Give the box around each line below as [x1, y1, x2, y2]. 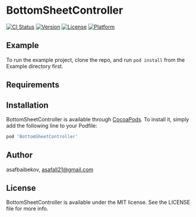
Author [6, 150, 33, 161]
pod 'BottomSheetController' [6, 133, 78, 140]
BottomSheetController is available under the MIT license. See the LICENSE [6, 199, 191, 206]
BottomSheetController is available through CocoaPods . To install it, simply [6, 115, 189, 122]
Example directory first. [6, 62, 64, 70]
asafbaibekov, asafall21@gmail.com [6, 166, 94, 173]
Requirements [6, 80, 59, 90]
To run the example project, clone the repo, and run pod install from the [6, 56, 185, 63]
